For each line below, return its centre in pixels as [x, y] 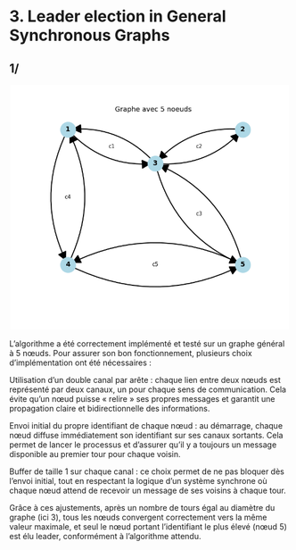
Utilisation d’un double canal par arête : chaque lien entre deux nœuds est [145, 379]
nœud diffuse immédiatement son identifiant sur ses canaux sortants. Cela [146, 435]
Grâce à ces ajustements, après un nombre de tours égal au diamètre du [142, 507]
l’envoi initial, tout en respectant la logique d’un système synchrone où [138, 480]
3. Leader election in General [118, 17]
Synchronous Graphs [90, 35]
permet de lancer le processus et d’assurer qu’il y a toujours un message [143, 445]
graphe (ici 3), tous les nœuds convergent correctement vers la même [138, 517]
